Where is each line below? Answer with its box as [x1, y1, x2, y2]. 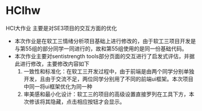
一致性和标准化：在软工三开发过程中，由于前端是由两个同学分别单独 [23, 67, 195, 75]
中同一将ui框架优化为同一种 [23, 82, 92, 90]
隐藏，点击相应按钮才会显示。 [50, 98, 125, 105]
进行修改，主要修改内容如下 [19, 60, 89, 67]
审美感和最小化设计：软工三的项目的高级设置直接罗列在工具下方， [23, 90, 189, 98]
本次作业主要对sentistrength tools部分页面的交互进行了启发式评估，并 [14, 52, 190, 59]
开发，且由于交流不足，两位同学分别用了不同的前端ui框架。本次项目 [23, 75, 194, 82]
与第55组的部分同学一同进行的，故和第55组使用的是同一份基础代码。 [14, 45, 188, 52]
